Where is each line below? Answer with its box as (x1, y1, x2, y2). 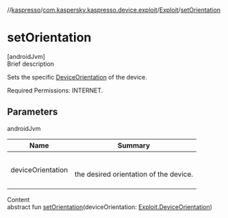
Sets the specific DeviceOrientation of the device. (7, 73, 147, 81)
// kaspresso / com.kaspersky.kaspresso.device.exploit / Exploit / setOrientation (7, 6, 221, 14)
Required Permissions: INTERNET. (7, 86, 103, 95)
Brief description (7, 60, 55, 68)
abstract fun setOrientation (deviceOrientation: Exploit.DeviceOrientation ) (7, 202, 212, 211)
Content (7, 195, 30, 204)
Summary (117, 141, 151, 150)
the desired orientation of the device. (74, 169, 194, 179)
